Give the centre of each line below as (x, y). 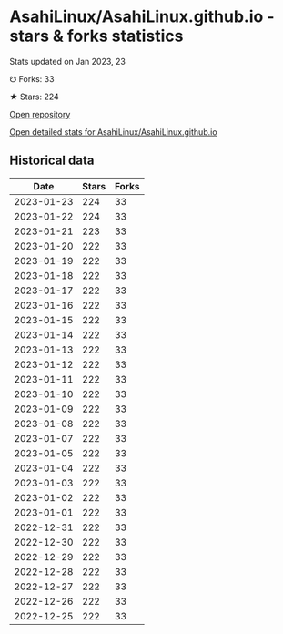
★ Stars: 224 (34, 97)
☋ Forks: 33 (32, 78)
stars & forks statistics (96, 36)
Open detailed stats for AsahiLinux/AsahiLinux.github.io (113, 132)
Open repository (40, 114)
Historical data (52, 161)
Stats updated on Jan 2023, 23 (67, 61)
